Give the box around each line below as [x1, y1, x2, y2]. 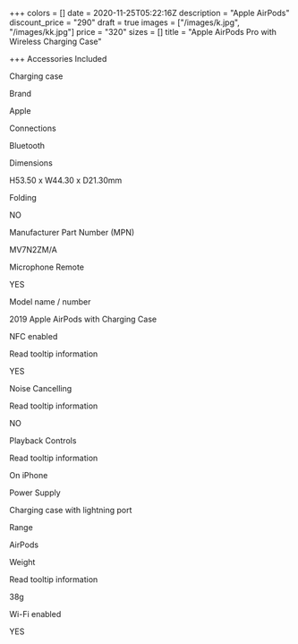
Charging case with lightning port [9, 505, 132, 515]
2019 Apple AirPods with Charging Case [9, 313, 158, 324]
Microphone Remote [9, 262, 85, 272]
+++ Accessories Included [9, 54, 107, 64]
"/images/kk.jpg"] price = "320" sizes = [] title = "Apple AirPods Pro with [9, 27, 277, 37]
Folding [9, 193, 38, 202]
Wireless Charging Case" [9, 36, 102, 47]
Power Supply [9, 487, 61, 498]
